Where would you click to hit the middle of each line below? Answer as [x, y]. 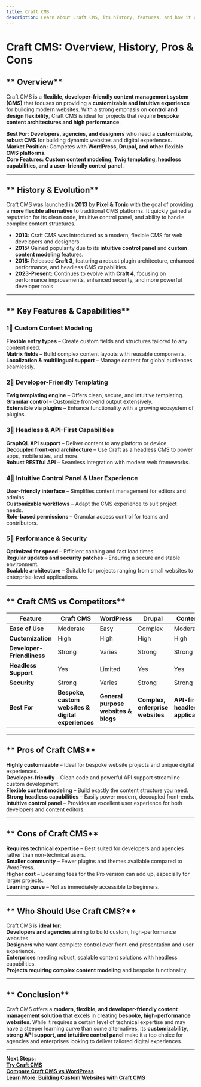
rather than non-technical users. [46, 854]
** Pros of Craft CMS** [51, 750]
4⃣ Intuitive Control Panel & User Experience [72, 478]
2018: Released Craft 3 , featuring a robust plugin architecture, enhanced [105, 261]
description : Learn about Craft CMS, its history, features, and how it [99, 17]
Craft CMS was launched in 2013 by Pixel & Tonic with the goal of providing [100, 204]
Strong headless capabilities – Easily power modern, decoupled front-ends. [100, 796]
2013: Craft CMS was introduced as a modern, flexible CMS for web [99, 236]
